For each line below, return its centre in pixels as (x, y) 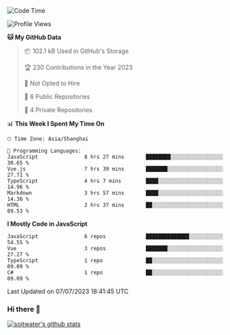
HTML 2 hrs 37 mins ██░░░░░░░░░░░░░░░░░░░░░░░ (115, 205)
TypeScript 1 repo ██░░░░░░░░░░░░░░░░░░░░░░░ (115, 261)
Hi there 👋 (24, 309)
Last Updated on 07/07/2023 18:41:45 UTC (68, 291)
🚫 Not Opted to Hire (52, 83)
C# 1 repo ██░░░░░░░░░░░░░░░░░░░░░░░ (115, 272)
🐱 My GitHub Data (34, 37)
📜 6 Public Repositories (57, 97)
